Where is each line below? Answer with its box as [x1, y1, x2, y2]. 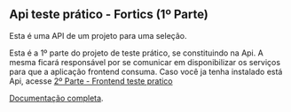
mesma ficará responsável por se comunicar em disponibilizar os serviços [9, 56, 281, 67]
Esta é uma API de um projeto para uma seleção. [9, 30, 187, 41]
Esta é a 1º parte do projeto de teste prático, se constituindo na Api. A [9, 48, 263, 58]
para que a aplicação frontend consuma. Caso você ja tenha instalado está [9, 66, 283, 77]
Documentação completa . [9, 93, 104, 103]
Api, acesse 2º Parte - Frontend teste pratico [9, 75, 173, 86]
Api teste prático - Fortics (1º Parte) [9, 7, 208, 22]
